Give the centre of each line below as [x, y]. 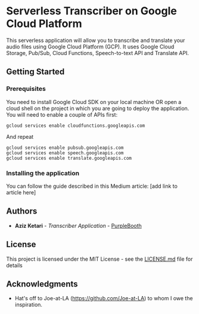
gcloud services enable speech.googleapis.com [65, 153]
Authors [22, 211]
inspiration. [29, 305]
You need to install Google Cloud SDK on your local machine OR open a [94, 102]
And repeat [20, 136]
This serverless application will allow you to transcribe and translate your [96, 40]
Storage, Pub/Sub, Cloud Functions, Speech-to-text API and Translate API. [98, 53]
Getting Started [35, 72]
